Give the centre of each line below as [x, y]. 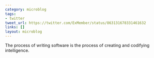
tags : [10, 14]
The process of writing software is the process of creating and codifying [77, 45]
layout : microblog [23, 32]
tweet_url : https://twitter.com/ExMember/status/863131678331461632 [76, 23]
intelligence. [17, 50]
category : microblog [26, 9]
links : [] [15, 27]
